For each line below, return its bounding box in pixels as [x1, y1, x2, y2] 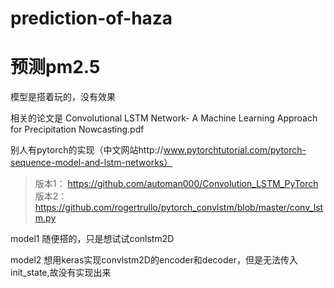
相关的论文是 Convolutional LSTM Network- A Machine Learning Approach [10, 112, 318, 124]
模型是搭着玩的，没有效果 [10, 91, 116, 103]
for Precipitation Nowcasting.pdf [10, 123, 145, 136]
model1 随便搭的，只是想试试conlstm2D [10, 233, 175, 245]
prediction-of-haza [10, 7, 173, 30]
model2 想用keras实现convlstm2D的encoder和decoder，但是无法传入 [10, 254, 298, 266]
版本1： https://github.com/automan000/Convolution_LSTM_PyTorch [34, 178, 319, 190]
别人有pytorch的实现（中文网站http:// [10, 144, 164, 156]
